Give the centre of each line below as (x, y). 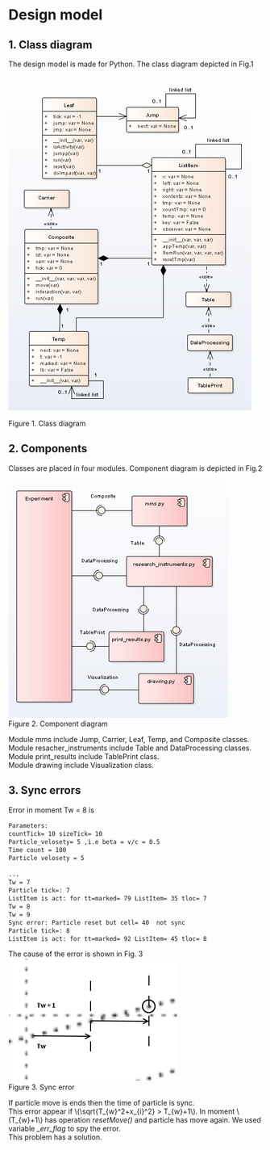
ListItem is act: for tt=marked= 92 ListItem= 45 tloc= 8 (108, 938)
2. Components (48, 449)
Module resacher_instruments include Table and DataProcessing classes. (130, 748)
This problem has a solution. (55, 1137)
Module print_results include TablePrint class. (84, 756)
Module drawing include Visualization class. (81, 765)
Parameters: (28, 825)
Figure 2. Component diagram (58, 724)
